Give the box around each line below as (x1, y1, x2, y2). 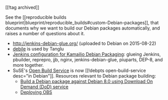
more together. (12, 62, 44, 68)
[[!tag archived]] (5, 5, 40, 10)
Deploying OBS (20, 89, 52, 95)
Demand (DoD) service (20, 84, 69, 90)
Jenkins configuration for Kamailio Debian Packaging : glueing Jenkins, (12, 51, 161, 57)
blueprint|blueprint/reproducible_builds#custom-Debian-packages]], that (5, 20, 159, 26)
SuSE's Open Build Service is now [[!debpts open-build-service (12, 67, 146, 73)
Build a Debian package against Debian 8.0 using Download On (20, 79, 153, 84)
